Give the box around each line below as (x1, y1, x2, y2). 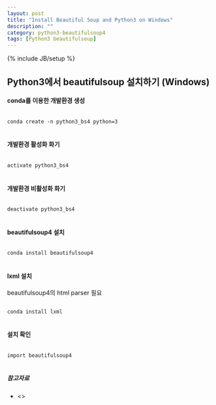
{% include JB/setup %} (7, 54, 75, 62)
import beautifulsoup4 (7, 351, 72, 359)
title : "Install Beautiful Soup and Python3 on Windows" (7, 16, 173, 23)
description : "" (7, 23, 53, 30)
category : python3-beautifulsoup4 (7, 29, 106, 36)
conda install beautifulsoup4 (7, 250, 94, 257)
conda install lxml (7, 308, 63, 315)
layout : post (7, 10, 45, 17)
